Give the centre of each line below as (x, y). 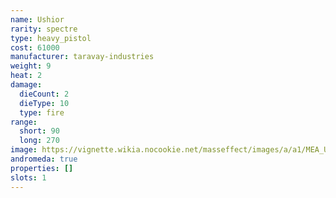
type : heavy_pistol (51, 38)
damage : (26, 85)
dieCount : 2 (44, 94)
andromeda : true (44, 159)
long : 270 (39, 141)
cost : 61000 (35, 47)
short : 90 (39, 131)
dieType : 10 (44, 103)
